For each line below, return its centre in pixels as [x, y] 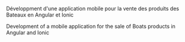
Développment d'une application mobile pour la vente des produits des [93, 9]
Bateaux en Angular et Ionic [40, 15]
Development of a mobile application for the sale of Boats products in [91, 26]
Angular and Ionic [28, 33]
